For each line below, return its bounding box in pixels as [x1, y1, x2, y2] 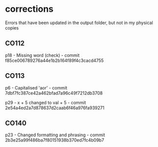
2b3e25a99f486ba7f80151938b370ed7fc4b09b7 [5, 137, 105, 143]
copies [5, 25, 19, 30]
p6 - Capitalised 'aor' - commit [5, 85, 68, 90]
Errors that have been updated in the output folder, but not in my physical [5, 20, 153, 26]
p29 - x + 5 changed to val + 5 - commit [5, 99, 86, 105]
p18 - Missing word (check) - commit [5, 52, 80, 58]
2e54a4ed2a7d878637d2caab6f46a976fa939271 [5, 105, 105, 111]
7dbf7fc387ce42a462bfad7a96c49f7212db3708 [5, 90, 103, 96]
